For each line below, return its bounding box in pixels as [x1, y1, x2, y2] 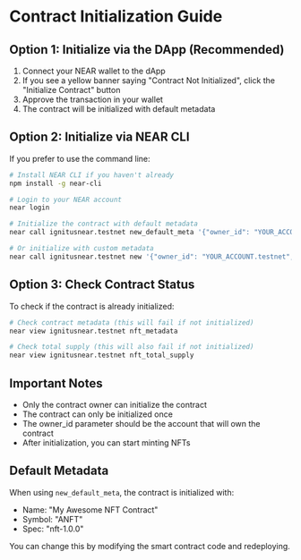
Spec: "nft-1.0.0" [21, 523, 84, 534]
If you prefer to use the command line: [9, 153, 150, 164]
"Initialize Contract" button [21, 85, 121, 95]
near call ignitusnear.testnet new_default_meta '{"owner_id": [9, 228, 251, 237]
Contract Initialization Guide [9, 6, 223, 27]
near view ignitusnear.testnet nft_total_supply [9, 351, 194, 360]
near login [9, 203, 50, 212]
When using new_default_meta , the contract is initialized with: [9, 487, 235, 497]
